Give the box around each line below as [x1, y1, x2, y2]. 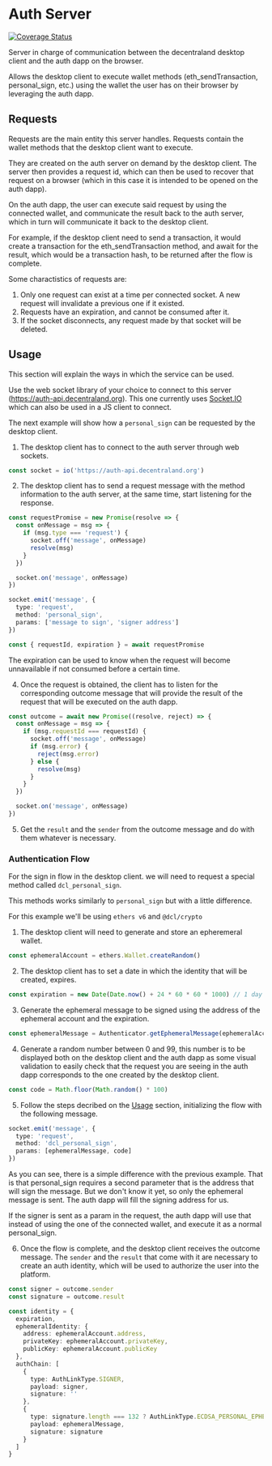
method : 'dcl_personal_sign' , [15, 1140, 117, 1148]
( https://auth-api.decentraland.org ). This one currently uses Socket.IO [8, 394, 243, 403]
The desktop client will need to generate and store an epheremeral [19, 927, 243, 937]
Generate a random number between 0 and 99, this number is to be [19, 1044, 245, 1054]
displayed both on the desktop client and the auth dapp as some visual [19, 1052, 257, 1062]
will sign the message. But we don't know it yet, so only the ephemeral [8, 1187, 244, 1196]
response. [19, 498, 54, 508]
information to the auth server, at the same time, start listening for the [19, 489, 253, 499]
